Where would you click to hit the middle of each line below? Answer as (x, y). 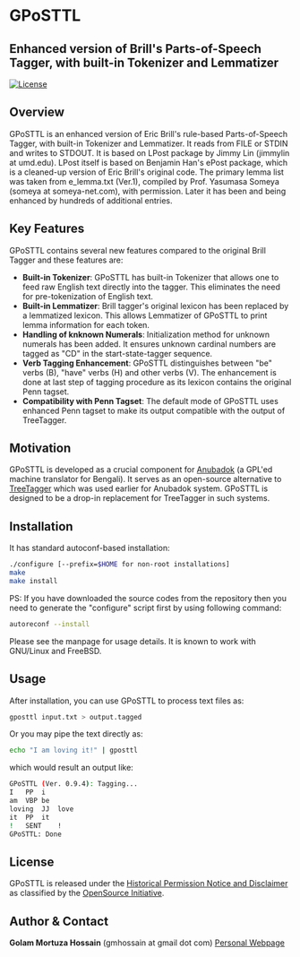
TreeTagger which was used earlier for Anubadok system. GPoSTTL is (139, 488)
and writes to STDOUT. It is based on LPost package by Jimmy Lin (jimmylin (150, 152)
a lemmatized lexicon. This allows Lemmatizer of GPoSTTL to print (145, 315)
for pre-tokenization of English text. (88, 296)
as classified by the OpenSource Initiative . (87, 893)
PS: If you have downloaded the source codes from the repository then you (148, 598)
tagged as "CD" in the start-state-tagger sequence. (117, 353)
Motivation (40, 448)
